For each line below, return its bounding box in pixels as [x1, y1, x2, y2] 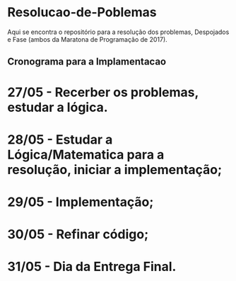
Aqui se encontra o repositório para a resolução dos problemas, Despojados [7, 28, 230, 36]
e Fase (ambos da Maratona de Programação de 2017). [7, 35, 167, 43]
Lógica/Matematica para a [7, 147, 165, 163]
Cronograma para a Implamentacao [7, 56, 167, 68]
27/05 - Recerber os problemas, [7, 84, 199, 100]
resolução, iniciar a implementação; [7, 161, 223, 178]
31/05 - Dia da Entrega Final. [7, 259, 177, 275]
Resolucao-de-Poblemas [7, 4, 157, 21]
